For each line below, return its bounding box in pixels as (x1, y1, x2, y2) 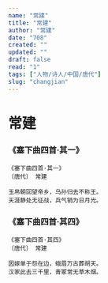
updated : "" (8, 48, 47, 56)
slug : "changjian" (8, 77, 69, 85)
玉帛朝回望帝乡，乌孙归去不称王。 (8, 187, 102, 196)
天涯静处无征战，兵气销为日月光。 (8, 196, 102, 204)
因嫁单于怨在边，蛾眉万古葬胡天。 (8, 260, 102, 268)
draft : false (8, 56, 51, 64)
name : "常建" (8, 11, 49, 20)
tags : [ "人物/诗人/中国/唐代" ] (8, 70, 102, 78)
